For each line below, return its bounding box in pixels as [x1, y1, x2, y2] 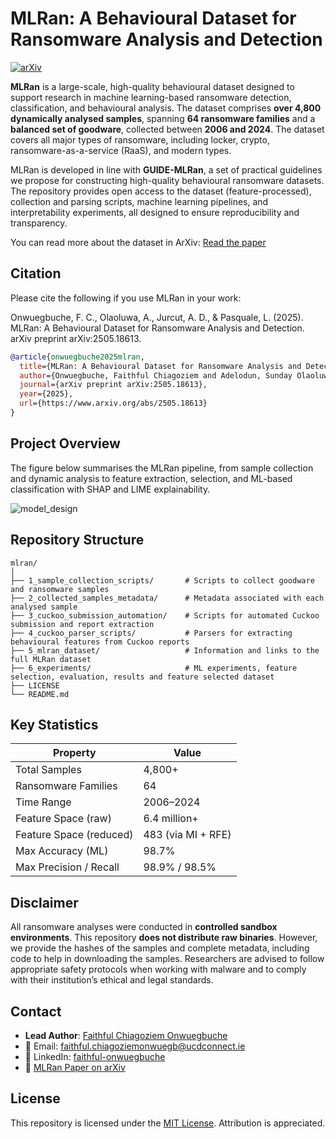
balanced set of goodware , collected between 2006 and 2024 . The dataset [10, 123, 325, 135]
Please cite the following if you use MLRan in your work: [10, 292, 242, 304]
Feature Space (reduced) [15, 828, 134, 842]
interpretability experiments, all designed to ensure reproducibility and [10, 206, 300, 218]
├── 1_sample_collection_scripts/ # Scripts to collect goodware [10, 575, 315, 586]
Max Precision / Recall [15, 860, 120, 874]
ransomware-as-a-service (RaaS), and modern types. [10, 144, 232, 156]
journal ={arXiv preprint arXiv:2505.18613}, [19, 380, 208, 390]
